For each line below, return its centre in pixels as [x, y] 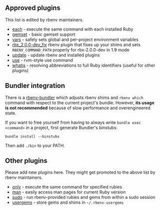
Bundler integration [35, 86]
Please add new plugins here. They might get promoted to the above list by [80, 173]
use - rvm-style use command [43, 60]
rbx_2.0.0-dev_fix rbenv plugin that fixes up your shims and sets [76, 44]
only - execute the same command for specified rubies [67, 187]
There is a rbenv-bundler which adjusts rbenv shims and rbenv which [74, 97]
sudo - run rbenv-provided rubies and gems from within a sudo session [84, 197]
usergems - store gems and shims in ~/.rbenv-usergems [68, 202]
